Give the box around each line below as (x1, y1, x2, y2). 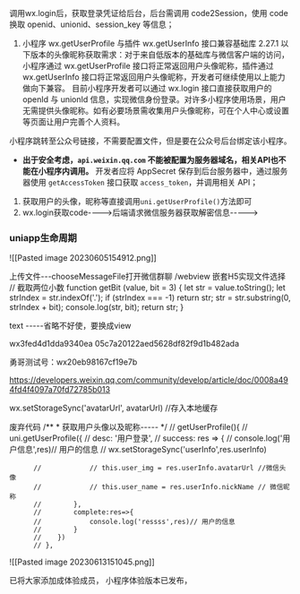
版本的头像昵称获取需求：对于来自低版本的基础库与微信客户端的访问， (30, 49, 289, 60)
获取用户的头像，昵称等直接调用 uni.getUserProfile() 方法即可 (21, 196, 253, 206)
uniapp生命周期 (9, 231, 78, 244)
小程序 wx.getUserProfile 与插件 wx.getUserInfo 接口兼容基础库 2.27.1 (21, 39, 279, 48)
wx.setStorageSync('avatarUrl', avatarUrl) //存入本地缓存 (9, 402, 219, 414)
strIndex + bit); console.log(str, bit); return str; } (9, 302, 184, 313)
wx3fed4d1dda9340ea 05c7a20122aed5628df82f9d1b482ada (9, 339, 240, 349)
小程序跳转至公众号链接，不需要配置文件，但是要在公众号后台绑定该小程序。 (9, 135, 292, 146)
